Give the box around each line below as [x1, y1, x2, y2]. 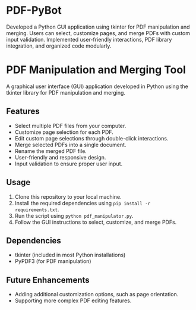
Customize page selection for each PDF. [14, 129, 114, 136]
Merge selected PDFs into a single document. [14, 141, 127, 148]
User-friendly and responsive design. [14, 154, 106, 161]
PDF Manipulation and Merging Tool [6, 63, 186, 77]
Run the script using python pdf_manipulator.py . [14, 212, 134, 219]
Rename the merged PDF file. [14, 147, 87, 155]
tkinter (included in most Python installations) [14, 251, 126, 259]
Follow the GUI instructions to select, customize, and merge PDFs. [14, 218, 177, 226]
